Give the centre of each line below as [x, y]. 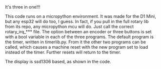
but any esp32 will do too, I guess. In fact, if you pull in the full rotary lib [77, 21]
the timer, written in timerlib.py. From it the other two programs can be [76, 42]
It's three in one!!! [23, 7]
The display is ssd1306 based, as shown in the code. [58, 62]
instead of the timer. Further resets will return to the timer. [63, 52]
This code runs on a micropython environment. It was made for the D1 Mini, [80, 16]
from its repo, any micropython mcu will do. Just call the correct [70, 27]
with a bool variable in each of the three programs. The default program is [79, 37]
